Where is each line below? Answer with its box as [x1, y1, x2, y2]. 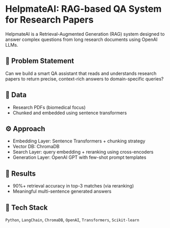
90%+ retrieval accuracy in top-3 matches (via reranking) [12, 183, 134, 189]
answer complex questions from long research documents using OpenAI [5, 36, 158, 43]
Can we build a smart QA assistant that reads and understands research [5, 70, 157, 76]
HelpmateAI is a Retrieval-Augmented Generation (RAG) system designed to [5, 31, 165, 37]
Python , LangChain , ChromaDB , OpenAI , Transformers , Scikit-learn [5, 217, 139, 223]
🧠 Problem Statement [5, 57, 75, 66]
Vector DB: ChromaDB [12, 143, 60, 150]
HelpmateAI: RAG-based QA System [5, 3, 162, 15]
